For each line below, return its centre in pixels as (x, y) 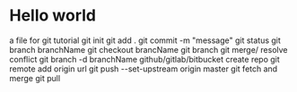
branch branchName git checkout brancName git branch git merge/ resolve (149, 49)
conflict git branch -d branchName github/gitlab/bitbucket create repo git (144, 59)
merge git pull (35, 78)
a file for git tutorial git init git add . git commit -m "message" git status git (145, 40)
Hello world (53, 16)
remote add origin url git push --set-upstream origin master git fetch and (144, 69)
